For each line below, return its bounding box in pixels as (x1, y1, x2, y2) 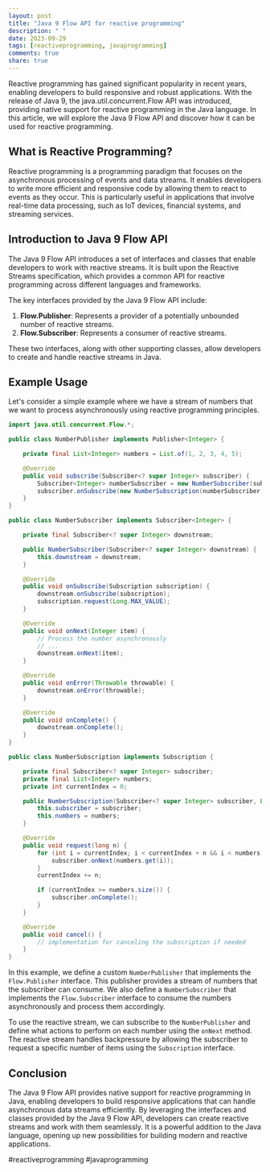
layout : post (8, 11, 52, 20)
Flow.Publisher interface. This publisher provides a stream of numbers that (8, 976, 258, 986)
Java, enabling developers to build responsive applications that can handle (8, 1096, 256, 1106)
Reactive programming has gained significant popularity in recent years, (8, 78, 247, 89)
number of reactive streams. (19, 319, 114, 329)
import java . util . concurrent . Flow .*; (8, 420, 135, 429)
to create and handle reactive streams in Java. (8, 352, 162, 362)
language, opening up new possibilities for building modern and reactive (8, 1131, 247, 1140)
